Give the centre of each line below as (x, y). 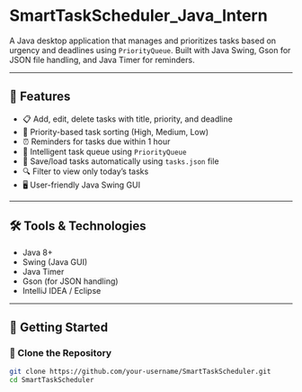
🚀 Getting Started (59, 327)
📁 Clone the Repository (61, 352)
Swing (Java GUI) (55, 261)
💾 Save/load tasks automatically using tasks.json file (120, 161)
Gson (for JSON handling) (70, 281)
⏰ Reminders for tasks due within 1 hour (96, 141)
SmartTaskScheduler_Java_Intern (138, 16)
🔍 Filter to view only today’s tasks (85, 171)
